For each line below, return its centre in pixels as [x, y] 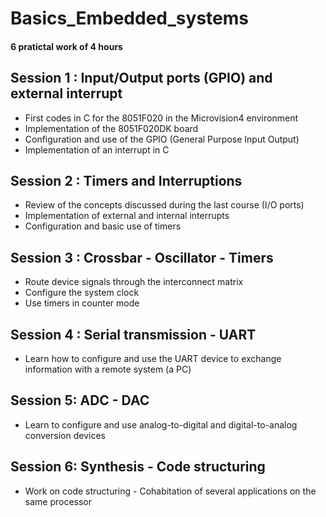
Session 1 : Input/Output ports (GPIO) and [141, 78]
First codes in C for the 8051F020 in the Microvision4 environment [161, 118]
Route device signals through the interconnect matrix [134, 282]
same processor [58, 501]
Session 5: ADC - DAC [80, 400]
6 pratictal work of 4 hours [66, 46]
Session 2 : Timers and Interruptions [126, 180]
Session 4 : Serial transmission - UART [133, 334]
